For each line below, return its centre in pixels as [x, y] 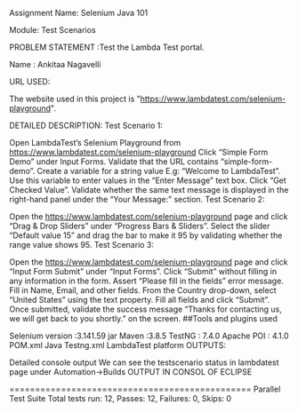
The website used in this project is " [75, 99]
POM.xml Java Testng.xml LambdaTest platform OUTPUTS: [118, 345]
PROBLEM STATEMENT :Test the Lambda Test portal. [107, 47]
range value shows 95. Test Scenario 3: [81, 245]
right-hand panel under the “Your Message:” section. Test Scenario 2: [137, 199]
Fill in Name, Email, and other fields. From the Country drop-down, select [143, 290]
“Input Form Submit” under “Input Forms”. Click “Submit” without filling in [143, 271]
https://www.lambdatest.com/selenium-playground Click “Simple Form [139, 152]
